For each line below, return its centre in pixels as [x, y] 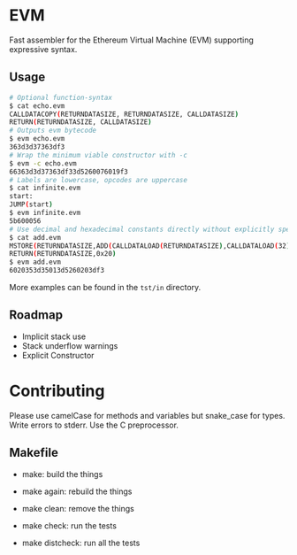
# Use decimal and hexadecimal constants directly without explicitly [142, 229]
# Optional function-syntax [61, 97]
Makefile [34, 453]
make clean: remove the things [78, 508]
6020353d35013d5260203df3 [57, 271]
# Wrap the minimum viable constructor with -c [99, 155]
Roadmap [36, 315]
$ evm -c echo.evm [43, 163]
